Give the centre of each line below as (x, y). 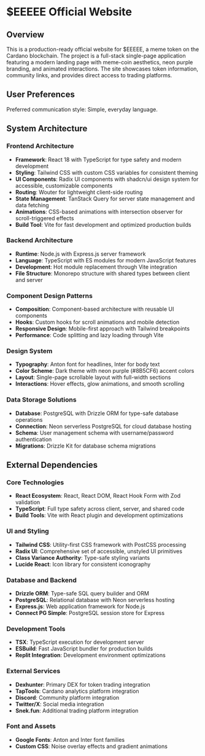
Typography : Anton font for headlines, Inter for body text (87, 364)
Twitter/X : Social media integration (60, 704)
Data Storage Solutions (41, 400)
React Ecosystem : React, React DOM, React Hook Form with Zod (98, 496)
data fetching (32, 205)
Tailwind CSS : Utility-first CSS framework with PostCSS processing (101, 544)
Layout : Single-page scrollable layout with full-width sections (93, 377)
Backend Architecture (40, 240)
